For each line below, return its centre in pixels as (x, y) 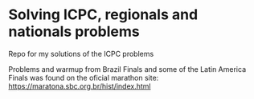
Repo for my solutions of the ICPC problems (81, 53)
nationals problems (74, 32)
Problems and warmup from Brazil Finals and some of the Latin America (127, 69)
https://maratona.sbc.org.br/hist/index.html (80, 86)
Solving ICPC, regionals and (103, 15)
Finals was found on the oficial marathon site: (84, 77)
